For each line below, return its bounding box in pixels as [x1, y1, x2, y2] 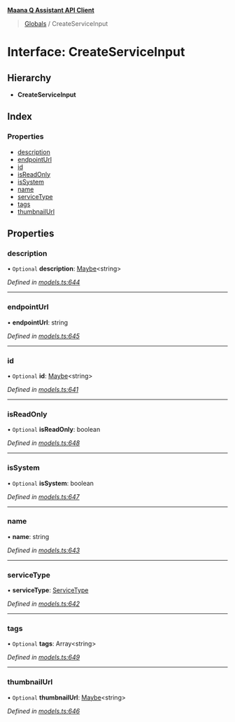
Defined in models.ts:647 [7, 492, 80, 500]
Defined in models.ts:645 [7, 332, 80, 340]
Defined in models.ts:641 [7, 385, 79, 393]
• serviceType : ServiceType [7, 586, 89, 594]
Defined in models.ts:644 [7, 278, 80, 287]
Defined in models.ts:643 [7, 546, 80, 554]
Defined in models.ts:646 [7, 707, 80, 715]
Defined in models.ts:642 [7, 599, 80, 608]
